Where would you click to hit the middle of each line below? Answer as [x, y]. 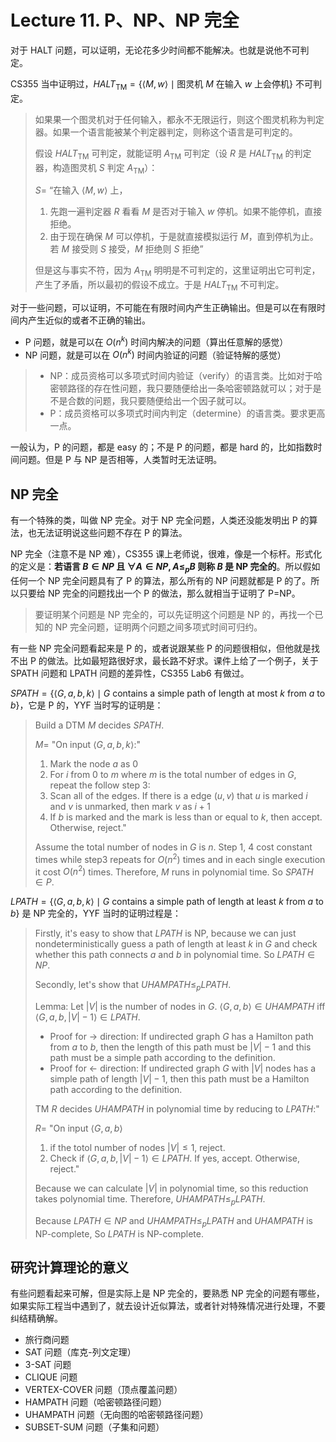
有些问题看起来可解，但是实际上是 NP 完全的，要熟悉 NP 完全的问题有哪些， [167, 1293]
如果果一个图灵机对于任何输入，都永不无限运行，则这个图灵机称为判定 [179, 119]
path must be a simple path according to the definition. [162, 1057]
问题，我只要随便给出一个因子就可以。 [172, 401]
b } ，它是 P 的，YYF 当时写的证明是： [87, 705]
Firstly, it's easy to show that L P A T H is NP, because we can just [165, 933]
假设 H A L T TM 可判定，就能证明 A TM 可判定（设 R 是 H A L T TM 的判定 [173, 154]
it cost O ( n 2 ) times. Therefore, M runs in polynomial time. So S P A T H [174, 871]
